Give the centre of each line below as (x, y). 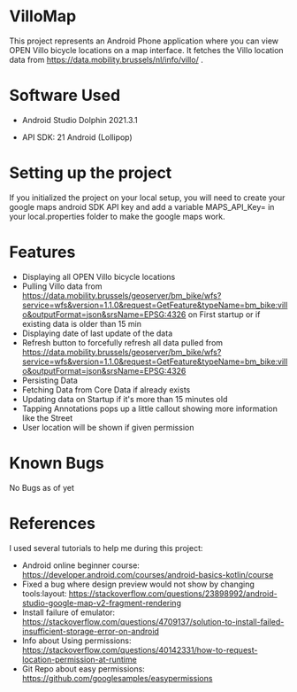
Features (42, 252)
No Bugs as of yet (42, 487)
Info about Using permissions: (76, 641)
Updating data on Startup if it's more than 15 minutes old (125, 399)
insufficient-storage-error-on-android (90, 631)
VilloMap (43, 16)
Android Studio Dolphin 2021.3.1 (80, 120)
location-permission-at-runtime (79, 659)
